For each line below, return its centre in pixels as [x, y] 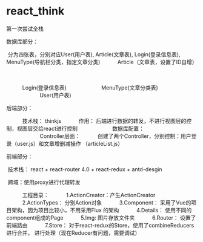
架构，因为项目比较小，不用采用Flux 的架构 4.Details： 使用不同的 [101, 210]
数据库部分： [22, 41]
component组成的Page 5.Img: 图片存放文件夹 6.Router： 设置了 [101, 217]
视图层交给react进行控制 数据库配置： [80, 128]
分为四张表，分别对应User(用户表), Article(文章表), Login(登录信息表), [94, 54]
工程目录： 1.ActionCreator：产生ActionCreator [89, 195]
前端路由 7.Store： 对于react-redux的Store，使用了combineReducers [100, 225]
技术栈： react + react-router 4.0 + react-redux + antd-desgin [85, 169]
